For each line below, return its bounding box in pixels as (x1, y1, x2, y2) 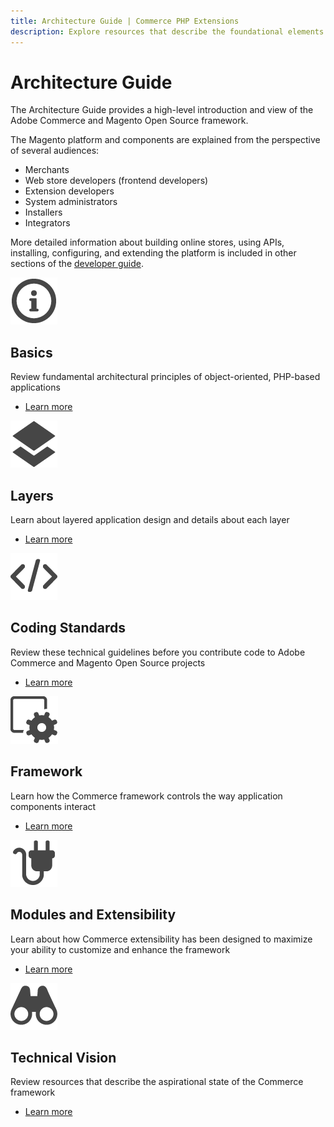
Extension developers (24, 185, 115, 197)
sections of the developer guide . (10, 258, 144, 270)
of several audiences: (10, 145, 100, 157)
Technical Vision (10, 1049, 117, 1066)
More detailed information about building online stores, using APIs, (10, 236, 285, 249)
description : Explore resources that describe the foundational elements (10, 26, 325, 37)
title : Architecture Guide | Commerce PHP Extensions (10, 16, 240, 26)
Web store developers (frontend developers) (24, 175, 209, 187)
